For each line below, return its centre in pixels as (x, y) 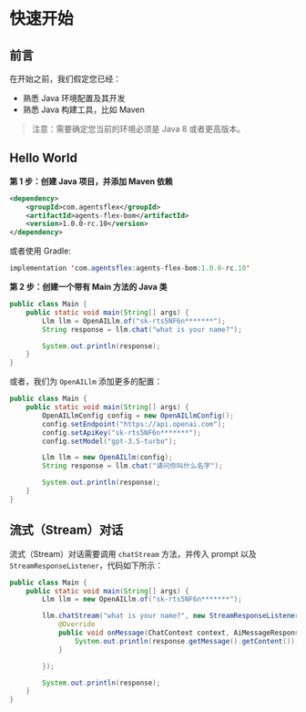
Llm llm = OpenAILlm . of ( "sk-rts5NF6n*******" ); (134, 321)
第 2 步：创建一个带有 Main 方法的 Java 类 (88, 287)
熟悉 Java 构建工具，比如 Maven (84, 109)
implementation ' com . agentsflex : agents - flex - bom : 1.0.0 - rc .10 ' (130, 268)
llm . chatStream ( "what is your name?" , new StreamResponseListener (171, 616)
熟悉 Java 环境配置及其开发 (74, 98)
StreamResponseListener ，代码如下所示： (87, 565)
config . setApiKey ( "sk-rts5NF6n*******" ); (122, 433)
